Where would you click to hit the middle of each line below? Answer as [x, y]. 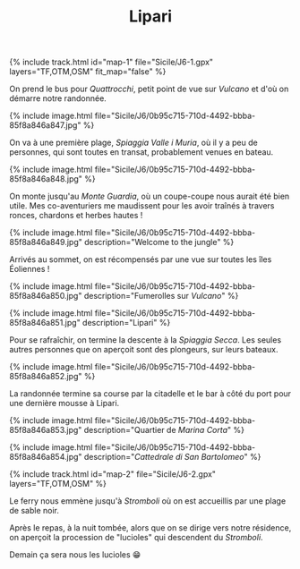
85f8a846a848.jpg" [46, 179]
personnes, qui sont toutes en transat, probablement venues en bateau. [141, 152]
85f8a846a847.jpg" [45, 125]
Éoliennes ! [30, 269]
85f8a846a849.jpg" [46, 242]
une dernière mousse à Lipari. [64, 403]
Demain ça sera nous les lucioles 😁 [75, 555]
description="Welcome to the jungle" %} [159, 242]
